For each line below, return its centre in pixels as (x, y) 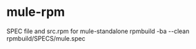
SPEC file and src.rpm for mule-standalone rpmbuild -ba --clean (98, 31)
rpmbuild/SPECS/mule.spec (46, 38)
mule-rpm (36, 12)
